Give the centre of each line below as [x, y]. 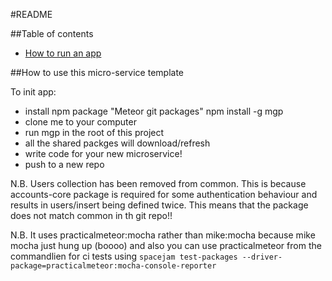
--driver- [262, 257]
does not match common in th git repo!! [91, 215]
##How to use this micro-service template [97, 72]
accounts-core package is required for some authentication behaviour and [164, 194]
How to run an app [63, 53]
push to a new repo [64, 164]
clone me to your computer [80, 122]
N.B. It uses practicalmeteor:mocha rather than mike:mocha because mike [163, 235]
